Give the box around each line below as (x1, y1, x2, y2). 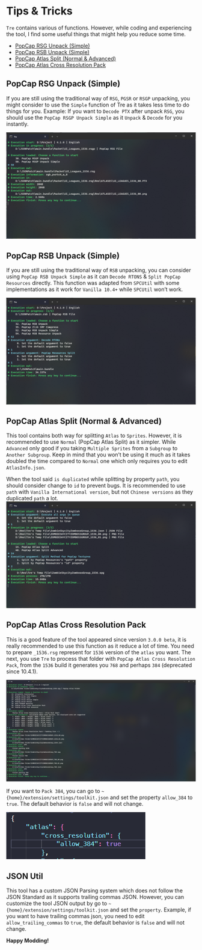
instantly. (6, 120, 29, 127)
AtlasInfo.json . (6, 464, 46, 471)
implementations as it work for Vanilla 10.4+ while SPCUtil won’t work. (6, 286, 183, 293)
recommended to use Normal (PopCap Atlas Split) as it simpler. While (6, 438, 176, 446)
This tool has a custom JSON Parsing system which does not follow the (6, 887, 183, 894)
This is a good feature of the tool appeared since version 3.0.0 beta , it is (6, 636, 187, 643)
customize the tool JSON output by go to (6, 900, 107, 907)
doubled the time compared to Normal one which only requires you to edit (6, 458, 188, 465)
